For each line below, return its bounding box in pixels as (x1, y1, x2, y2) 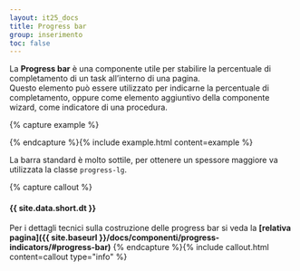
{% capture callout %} (9, 182, 92, 193)
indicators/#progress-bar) (9, 242, 111, 253)
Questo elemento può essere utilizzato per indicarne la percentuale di (9, 82, 270, 93)
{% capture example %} (9, 120, 100, 131)
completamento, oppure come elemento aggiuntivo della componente (9, 92, 270, 103)
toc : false (9, 38, 51, 48)
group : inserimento (9, 30, 83, 39)
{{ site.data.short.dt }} (9, 202, 97, 213)
